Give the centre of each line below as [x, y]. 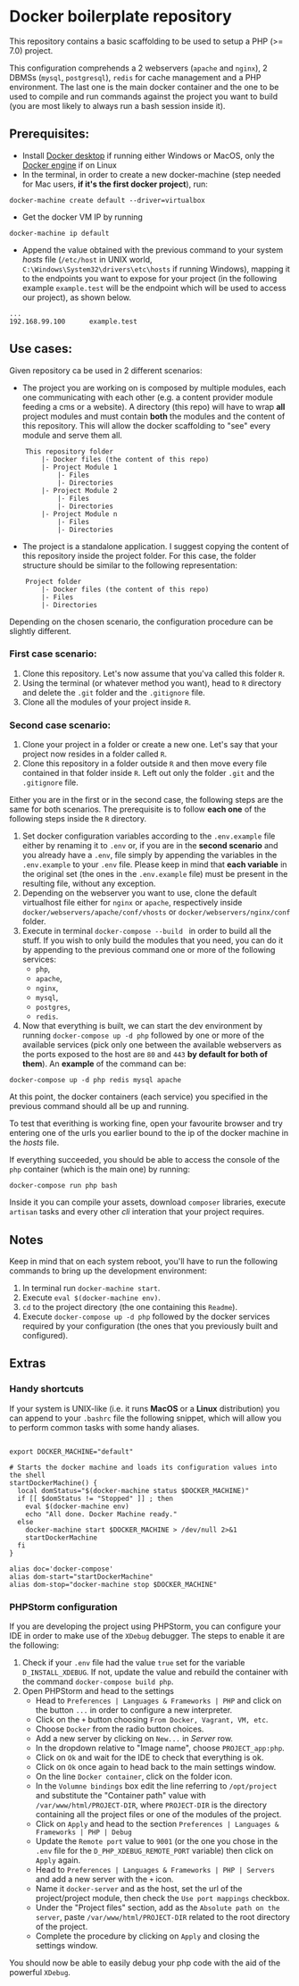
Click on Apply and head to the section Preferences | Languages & [157, 1823]
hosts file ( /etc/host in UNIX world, [87, 259]
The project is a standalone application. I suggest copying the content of [155, 546]
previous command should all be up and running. [99, 1106]
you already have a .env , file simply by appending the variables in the [149, 855]
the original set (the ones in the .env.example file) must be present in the [155, 874]
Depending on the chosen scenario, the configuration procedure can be [141, 622]
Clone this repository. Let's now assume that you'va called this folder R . [154, 673]
